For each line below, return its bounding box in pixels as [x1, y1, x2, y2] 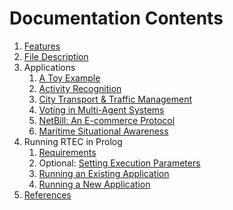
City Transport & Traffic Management [38, 93, 193, 105]
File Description [23, 50, 89, 62]
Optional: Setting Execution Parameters [38, 157, 201, 169]
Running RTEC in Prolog [23, 135, 123, 147]
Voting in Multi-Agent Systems [38, 103, 165, 116]
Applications [23, 61, 76, 73]
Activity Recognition [38, 82, 122, 94]
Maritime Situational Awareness [38, 125, 169, 137]
